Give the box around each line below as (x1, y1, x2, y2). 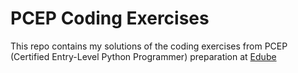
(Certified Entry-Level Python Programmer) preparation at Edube (10, 50, 277, 62)
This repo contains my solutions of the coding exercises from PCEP (10, 40, 288, 52)
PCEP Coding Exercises (10, 7, 210, 30)
